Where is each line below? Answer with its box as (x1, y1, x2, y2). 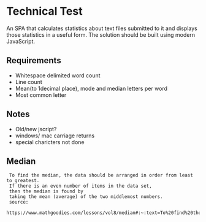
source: (9, 199, 29, 205)
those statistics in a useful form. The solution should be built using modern (6, 31, 195, 38)
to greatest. (6, 178, 40, 184)
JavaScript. (6, 37, 36, 45)
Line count (15, 78, 42, 85)
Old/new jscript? (15, 125, 57, 132)
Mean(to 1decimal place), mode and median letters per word (15, 85, 167, 92)
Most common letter (15, 91, 67, 99)
